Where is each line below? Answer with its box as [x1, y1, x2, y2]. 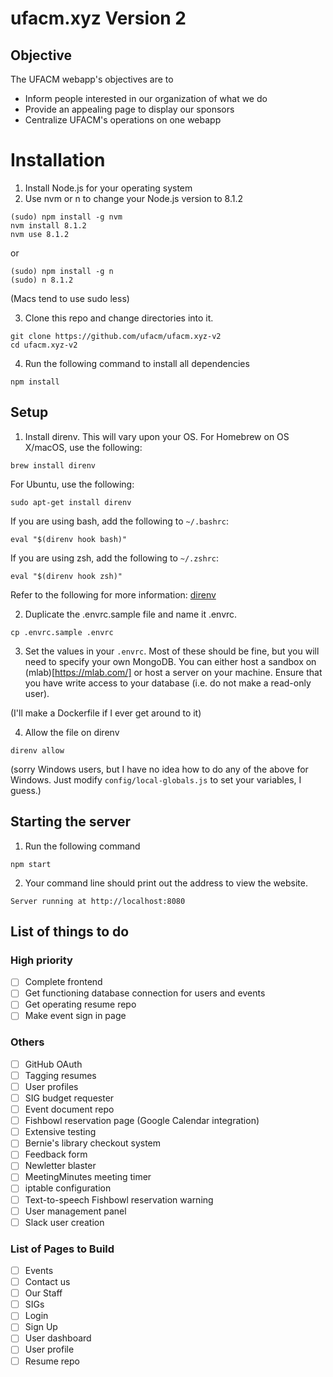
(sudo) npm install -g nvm [10, 212, 123, 222]
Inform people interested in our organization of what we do [24, 93, 268, 104]
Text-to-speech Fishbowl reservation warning [24, 1193, 214, 1206]
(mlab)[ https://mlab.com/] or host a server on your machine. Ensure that [24, 666, 323, 678]
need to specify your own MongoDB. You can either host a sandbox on [24, 655, 317, 667]
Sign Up [24, 1321, 58, 1333]
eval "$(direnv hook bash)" [10, 534, 128, 544]
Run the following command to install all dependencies [24, 357, 250, 369]
